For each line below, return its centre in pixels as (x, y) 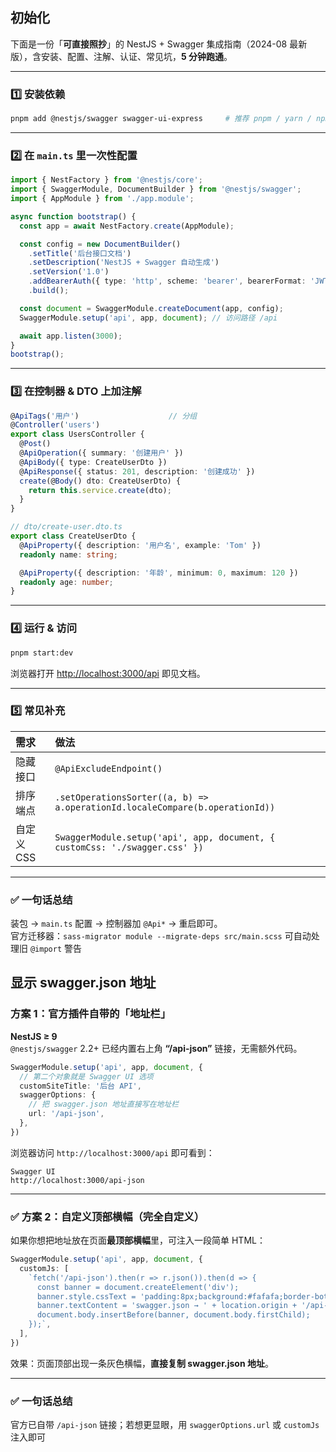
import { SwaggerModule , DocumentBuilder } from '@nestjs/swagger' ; (156, 189)
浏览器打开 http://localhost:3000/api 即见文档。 (108, 673)
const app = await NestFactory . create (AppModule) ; (127, 226)
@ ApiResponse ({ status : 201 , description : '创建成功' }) (137, 471)
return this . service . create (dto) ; (100, 490)
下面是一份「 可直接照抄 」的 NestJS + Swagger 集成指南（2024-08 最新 (159, 44)
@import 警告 (55, 949)
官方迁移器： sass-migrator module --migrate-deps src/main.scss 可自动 (161, 936)
